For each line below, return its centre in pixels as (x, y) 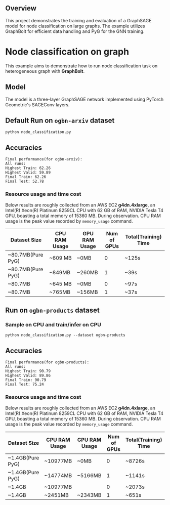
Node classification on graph (67, 52)
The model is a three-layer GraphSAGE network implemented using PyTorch (84, 99)
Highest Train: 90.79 (28, 371)
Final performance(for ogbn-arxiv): (44, 159)
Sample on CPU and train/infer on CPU (53, 324)
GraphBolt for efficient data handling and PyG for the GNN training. (75, 31)
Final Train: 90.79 (26, 380)
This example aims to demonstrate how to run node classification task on (81, 66)
